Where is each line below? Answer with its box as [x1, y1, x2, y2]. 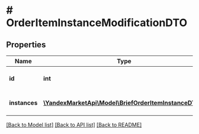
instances [9, 99, 38, 107]
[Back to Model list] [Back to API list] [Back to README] [6, 122, 142, 128]
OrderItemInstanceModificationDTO [6, 16, 188, 30]
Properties [6, 40, 46, 50]
